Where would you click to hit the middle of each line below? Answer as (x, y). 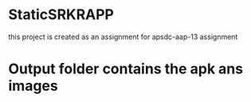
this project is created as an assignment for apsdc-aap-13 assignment (123, 37)
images (33, 86)
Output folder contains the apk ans (126, 69)
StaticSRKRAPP (61, 15)
